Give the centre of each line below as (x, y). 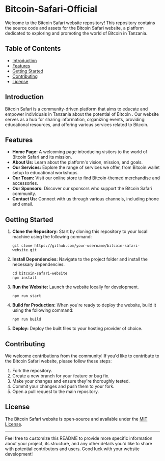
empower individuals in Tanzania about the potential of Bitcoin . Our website (82, 114)
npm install (24, 278)
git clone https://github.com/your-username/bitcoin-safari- (76, 246)
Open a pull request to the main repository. (55, 392)
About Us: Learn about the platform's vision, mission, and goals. (77, 162)
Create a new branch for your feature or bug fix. (61, 376)
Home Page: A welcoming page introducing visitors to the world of (80, 152)
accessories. (25, 183)
